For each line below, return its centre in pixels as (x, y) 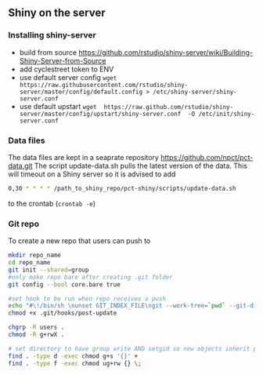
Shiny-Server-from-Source (63, 60)
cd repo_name (29, 263)
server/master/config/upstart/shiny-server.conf (100, 114)
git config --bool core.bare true (65, 284)
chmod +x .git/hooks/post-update (63, 313)
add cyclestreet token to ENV (67, 69)
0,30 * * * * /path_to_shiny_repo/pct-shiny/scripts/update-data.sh (122, 188)
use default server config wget (68, 77)
